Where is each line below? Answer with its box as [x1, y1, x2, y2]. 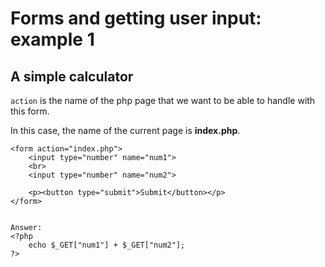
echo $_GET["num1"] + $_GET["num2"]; [28, 240, 186, 250]
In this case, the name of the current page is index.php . [10, 125, 241, 136]
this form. [10, 105, 50, 117]
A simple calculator [10, 68, 134, 85]
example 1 [10, 28, 95, 51]
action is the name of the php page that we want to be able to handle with [10, 95, 316, 106]
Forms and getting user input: [10, 7, 262, 30]
